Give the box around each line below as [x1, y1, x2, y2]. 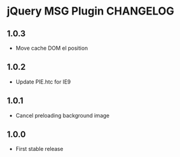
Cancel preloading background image [15, 112, 110, 119]
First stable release [15, 145, 63, 153]
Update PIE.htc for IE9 [15, 78, 71, 85]
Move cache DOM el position [15, 44, 88, 52]
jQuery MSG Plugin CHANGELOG [7, 4, 175, 18]
